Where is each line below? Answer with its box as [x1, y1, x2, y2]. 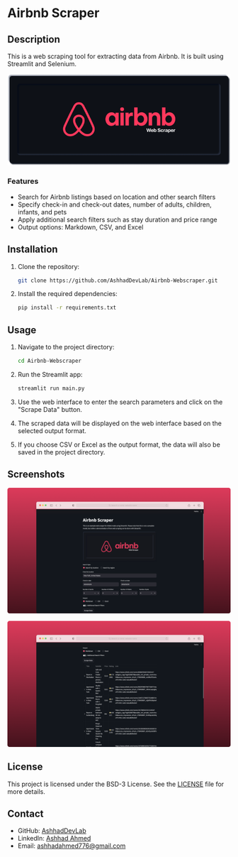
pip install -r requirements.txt [17, 304, 117, 312]
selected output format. [17, 426, 87, 435]
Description [7, 33, 60, 45]
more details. [7, 787, 46, 796]
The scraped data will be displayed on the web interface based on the [17, 419, 222, 427]
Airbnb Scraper [7, 5, 100, 21]
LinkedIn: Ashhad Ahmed [17, 834, 91, 843]
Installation [7, 244, 58, 256]
